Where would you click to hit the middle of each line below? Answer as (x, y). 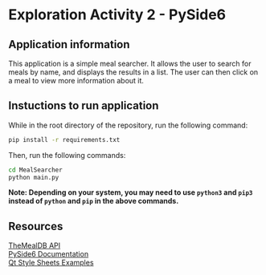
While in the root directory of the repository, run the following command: (128, 125)
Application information (69, 44)
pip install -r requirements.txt (64, 140)
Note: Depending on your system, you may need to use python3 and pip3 (131, 192)
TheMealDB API (35, 245)
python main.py (34, 177)
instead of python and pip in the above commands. (94, 201)
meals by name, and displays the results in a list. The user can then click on (133, 72)
